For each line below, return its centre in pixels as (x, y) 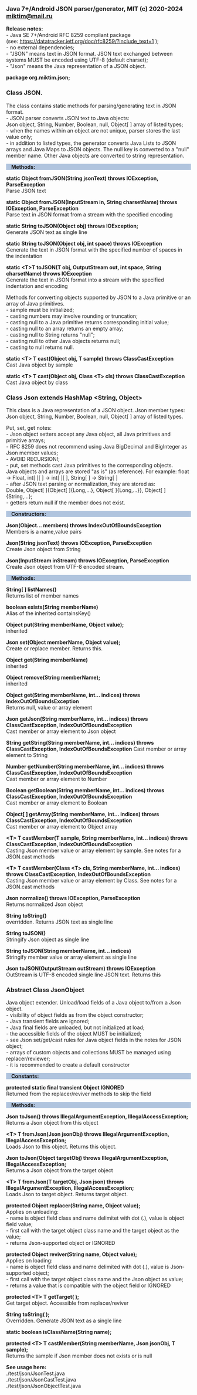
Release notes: (25, 29)
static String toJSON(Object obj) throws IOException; (72, 226)
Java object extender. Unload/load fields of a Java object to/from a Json (94, 1003)
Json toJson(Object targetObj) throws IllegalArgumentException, (87, 1158)
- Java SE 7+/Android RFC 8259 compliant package (68, 35)
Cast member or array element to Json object (61, 731)
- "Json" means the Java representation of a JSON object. (76, 66)
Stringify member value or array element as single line (71, 957)
